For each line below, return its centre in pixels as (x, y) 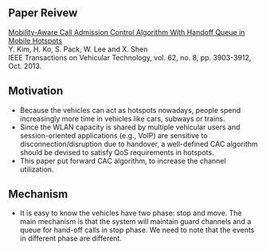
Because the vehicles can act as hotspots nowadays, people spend (130, 110)
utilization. (37, 169)
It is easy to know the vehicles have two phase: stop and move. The (131, 213)
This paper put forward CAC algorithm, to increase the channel (123, 160)
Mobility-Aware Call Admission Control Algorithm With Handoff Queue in (127, 32)
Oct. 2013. (25, 66)
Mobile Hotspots (35, 41)
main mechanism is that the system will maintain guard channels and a (135, 222)
